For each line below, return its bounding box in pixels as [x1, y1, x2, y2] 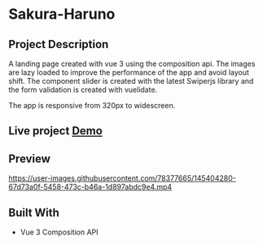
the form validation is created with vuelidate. [8, 85, 158, 94]
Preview [8, 151, 51, 165]
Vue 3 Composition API [20, 227, 99, 237]
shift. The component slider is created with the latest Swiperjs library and [8, 77, 254, 85]
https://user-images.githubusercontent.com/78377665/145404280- [8, 173, 236, 183]
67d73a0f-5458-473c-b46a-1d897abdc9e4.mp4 [8, 182, 173, 192]
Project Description [8, 37, 109, 51]
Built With [8, 205, 59, 220]
